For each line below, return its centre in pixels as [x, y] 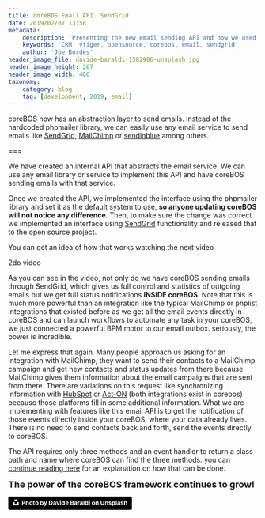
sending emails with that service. [62, 183]
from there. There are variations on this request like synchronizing [116, 386]
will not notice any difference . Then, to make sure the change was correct [130, 215]
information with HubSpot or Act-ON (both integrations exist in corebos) [125, 394]
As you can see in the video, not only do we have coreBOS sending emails [129, 278]
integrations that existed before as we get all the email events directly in [125, 312]
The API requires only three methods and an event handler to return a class [131, 452]
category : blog [47, 89]
